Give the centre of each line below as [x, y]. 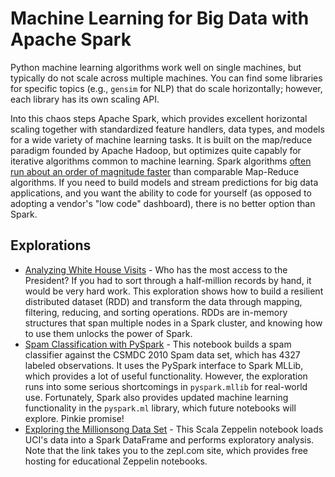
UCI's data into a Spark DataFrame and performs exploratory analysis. [169, 439]
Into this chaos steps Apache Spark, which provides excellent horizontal [159, 118]
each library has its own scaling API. [85, 99]
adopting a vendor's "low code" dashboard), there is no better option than [163, 203]
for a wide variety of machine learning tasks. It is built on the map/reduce [161, 139]
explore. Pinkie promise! [74, 418]
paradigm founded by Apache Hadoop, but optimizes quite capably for [156, 150]
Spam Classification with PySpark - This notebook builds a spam [158, 344]
